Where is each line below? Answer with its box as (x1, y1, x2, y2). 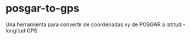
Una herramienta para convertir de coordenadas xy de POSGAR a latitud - (5, 21, 186, 28)
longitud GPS (5, 27, 38, 34)
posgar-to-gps (5, 2, 80, 15)
